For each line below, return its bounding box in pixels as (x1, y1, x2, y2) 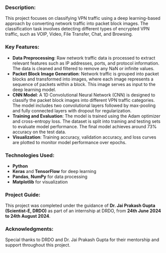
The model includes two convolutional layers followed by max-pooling (12, 102, 156, 108)
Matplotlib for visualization (12, 178, 68, 185)
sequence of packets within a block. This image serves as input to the (12, 81, 156, 87)
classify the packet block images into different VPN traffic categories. (12, 97, 155, 103)
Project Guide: (5, 191, 41, 198)
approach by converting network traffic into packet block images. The (5, 20, 149, 26)
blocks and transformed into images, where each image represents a (12, 76, 154, 82)
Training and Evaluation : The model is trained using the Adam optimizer (12, 113, 161, 119)
